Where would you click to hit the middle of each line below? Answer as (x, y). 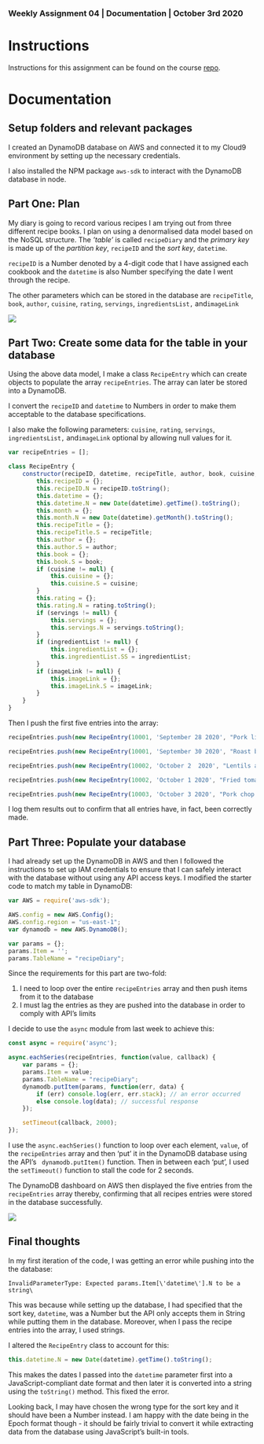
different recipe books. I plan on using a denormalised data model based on (130, 231)
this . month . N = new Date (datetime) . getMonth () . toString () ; (135, 518)
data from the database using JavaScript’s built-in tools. (99, 1431)
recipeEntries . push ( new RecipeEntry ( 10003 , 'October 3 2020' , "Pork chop (132, 794)
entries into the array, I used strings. (67, 1330)
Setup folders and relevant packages (100, 129)
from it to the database (57, 997)
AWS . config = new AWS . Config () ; (61, 915)
